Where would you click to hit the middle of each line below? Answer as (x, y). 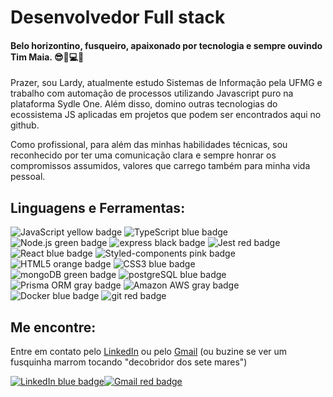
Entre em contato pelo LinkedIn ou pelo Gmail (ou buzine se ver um (149, 352)
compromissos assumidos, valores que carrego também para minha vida (160, 166)
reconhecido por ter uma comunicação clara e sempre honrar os (143, 155)
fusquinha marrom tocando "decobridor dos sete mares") (129, 362)
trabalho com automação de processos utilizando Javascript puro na (152, 93)
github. (25, 125)
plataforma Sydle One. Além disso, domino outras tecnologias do (144, 104)
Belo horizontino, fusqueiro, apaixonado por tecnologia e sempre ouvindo (166, 45)
